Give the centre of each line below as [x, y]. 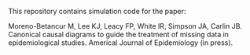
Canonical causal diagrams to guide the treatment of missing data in [119, 34]
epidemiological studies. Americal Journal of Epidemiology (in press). [121, 43]
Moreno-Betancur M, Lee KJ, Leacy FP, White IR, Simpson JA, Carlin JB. [125, 26]
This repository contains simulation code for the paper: [97, 11]
